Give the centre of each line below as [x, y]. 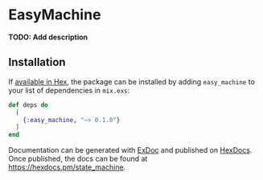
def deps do [28, 105]
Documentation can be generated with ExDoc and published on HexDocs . [130, 150]
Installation [37, 62]
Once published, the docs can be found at [78, 159]
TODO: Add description [48, 37]
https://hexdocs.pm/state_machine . [67, 167]
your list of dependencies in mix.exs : [69, 90]
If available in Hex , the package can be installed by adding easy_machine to [132, 81]
